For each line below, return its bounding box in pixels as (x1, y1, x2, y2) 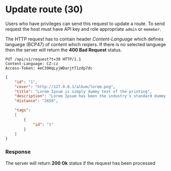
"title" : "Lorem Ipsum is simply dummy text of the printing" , (14, 89, 153, 94)
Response (5, 148, 31, 156)
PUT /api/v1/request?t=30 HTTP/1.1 (5, 56, 81, 62)
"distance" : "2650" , (14, 98, 58, 103)
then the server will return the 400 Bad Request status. (5, 47, 122, 53)
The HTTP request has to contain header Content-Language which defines (5, 36, 164, 42)
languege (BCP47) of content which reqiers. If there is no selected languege (5, 41, 166, 47)
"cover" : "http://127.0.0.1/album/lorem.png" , (14, 84, 116, 89)
